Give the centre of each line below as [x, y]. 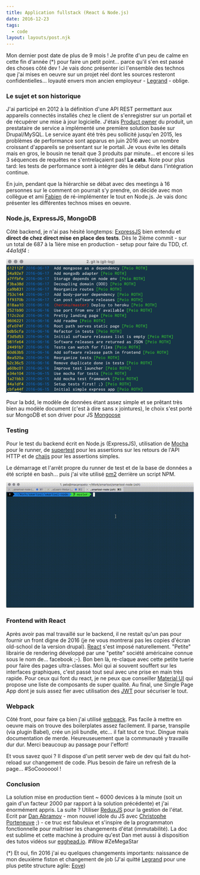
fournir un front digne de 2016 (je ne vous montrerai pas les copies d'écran [98, 640]
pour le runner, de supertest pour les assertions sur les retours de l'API [93, 449]
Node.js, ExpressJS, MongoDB [51, 219]
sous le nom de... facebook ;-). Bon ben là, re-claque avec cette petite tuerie [100, 659]
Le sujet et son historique [44, 97]
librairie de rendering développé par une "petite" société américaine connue [100, 653]
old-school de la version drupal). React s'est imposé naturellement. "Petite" [99, 646]
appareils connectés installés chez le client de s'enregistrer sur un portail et [99, 116]
